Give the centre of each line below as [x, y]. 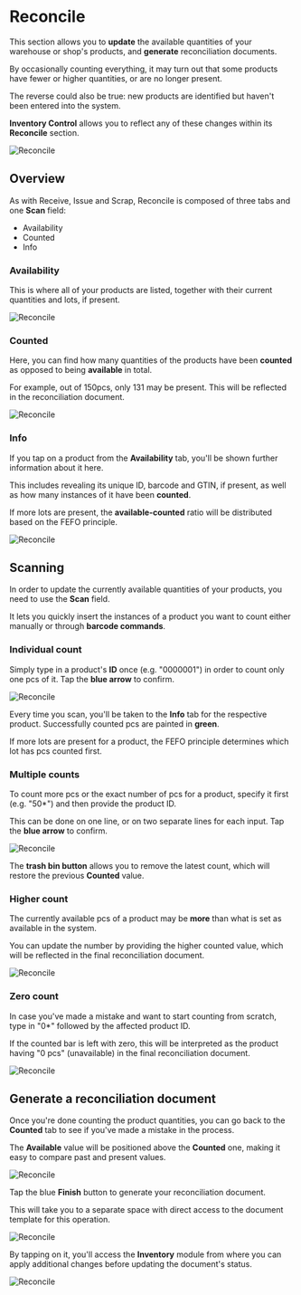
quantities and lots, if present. [65, 300]
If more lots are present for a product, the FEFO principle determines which [149, 741]
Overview [38, 179]
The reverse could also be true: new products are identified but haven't [142, 96]
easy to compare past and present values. [88, 1157]
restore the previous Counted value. [77, 876]
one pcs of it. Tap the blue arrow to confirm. [92, 679]
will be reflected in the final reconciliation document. [107, 956]
